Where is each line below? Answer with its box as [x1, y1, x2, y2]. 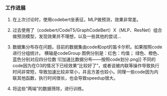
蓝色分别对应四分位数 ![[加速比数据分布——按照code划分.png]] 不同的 [12, 56, 156, 63]
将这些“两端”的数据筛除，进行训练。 [12, 86, 87, 92]
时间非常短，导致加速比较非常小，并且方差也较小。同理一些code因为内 [12, 69, 159, 75]
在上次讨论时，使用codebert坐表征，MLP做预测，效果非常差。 [12, 16, 141, 23]
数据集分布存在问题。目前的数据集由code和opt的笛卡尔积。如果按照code [12, 44, 163, 50]
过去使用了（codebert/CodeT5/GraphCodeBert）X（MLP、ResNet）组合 [12, 27, 163, 33]
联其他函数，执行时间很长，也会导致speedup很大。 [12, 75, 118, 81]
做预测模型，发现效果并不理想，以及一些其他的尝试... [12, 33, 121, 39]
